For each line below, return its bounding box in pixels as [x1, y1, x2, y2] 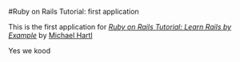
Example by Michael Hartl [8, 31, 94, 40]
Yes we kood [8, 46, 50, 55]
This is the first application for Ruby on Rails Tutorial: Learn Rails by [8, 22, 232, 31]
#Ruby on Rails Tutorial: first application [8, 7, 140, 16]
